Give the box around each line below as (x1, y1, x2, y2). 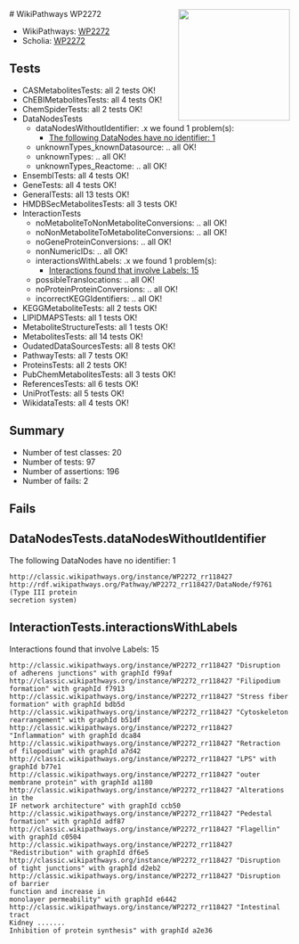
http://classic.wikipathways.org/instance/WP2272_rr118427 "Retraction (9, 739, 280, 748)
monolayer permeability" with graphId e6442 (9, 895, 177, 904)
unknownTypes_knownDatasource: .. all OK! (35, 142, 198, 152)
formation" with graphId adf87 (9, 817, 125, 825)
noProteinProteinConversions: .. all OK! (35, 283, 178, 294)
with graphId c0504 (9, 833, 82, 841)
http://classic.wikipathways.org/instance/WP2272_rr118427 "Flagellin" (9, 825, 280, 833)
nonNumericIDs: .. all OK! (35, 245, 128, 257)
